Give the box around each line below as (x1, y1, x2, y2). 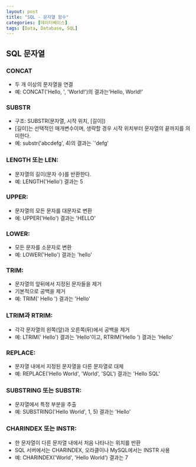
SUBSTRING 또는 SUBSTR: (6, 386, 82, 394)
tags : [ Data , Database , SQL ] (6, 25, 78, 31)
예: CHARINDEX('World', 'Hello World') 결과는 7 (14, 453, 129, 461)
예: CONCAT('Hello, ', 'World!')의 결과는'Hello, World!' (14, 88, 143, 95)
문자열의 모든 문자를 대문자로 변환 (14, 207, 93, 214)
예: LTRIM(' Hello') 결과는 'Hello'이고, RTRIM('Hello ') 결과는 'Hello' (14, 333, 174, 340)
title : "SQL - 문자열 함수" (6, 14, 69, 20)
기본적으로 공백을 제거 (14, 288, 66, 295)
